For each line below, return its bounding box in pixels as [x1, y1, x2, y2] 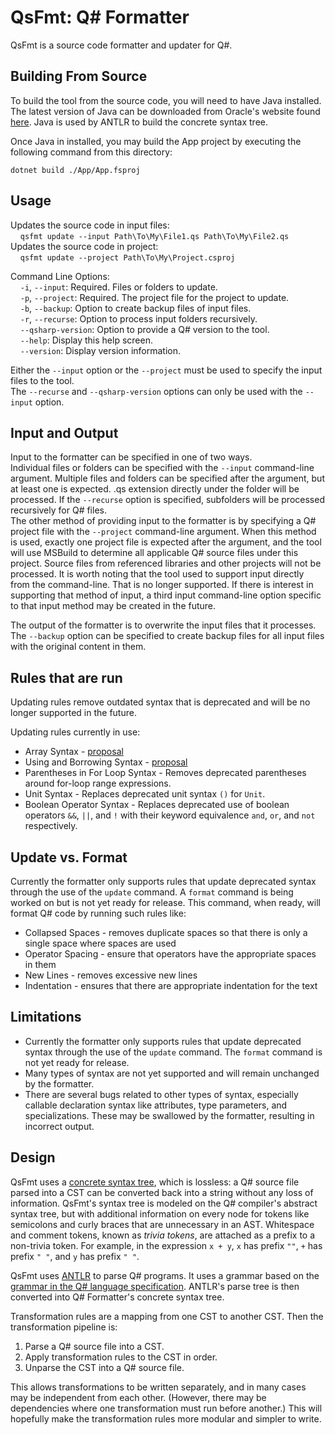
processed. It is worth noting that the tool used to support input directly [10, 568, 305, 580]
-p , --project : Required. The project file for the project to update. [19, 291, 290, 303]
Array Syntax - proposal [24, 746, 124, 758]
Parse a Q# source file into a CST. [24, 1340, 165, 1352]
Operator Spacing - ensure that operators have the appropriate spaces [24, 948, 317, 960]
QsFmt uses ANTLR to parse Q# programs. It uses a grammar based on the [10, 1269, 320, 1281]
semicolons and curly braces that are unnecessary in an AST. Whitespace [10, 1218, 315, 1230]
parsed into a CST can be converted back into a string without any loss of [10, 1186, 314, 1198]
